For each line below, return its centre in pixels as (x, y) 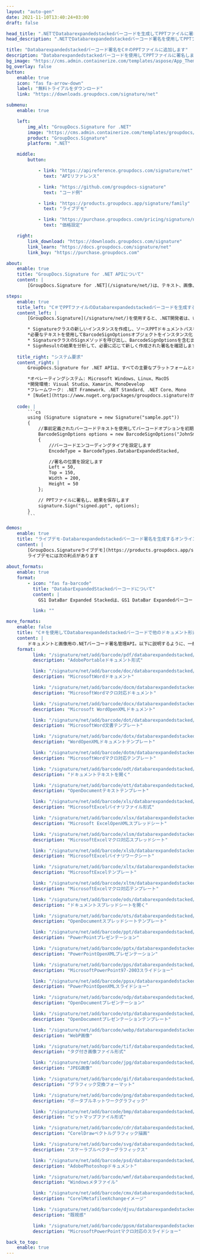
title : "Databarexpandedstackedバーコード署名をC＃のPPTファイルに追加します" (97, 50)
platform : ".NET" (49, 144)
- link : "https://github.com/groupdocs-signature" (102, 187)
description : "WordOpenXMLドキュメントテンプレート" (94, 742)
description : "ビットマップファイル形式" (79, 1117)
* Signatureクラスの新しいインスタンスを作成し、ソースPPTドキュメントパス (110, 329)
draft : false (22, 23)
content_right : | (38, 362)
